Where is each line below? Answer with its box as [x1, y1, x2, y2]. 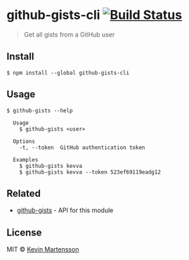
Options [13, 138, 36, 145]
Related [6, 187, 41, 200]
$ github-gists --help [6, 107, 73, 114]
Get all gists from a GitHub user [23, 30, 115, 39]
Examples [13, 156, 39, 163]
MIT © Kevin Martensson [6, 245, 79, 254]
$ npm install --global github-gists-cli [6, 69, 130, 77]
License [6, 226, 42, 238]
